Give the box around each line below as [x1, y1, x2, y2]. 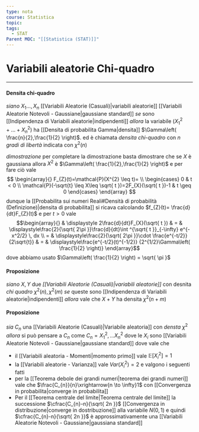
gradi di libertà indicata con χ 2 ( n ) [6, 140, 88, 149]
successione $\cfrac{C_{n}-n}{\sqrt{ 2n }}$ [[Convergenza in [14, 400, 165, 407]
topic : [6, 20, 23, 26]
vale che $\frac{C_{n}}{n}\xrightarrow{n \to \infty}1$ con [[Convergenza [14, 381, 191, 388]
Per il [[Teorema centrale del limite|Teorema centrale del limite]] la [14, 393, 176, 401]
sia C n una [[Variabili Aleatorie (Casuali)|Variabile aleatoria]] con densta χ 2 [6, 322, 188, 332]
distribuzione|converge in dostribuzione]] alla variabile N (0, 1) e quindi [14, 406, 186, 414]
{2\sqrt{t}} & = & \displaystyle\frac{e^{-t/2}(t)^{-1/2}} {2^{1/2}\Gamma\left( [8, 238, 191, 245]
